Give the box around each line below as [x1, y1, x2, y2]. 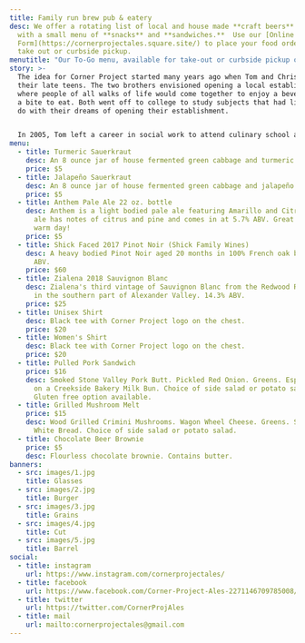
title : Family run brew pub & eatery [9, 13, 152, 23]
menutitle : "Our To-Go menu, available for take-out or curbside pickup [9, 55, 290, 64]
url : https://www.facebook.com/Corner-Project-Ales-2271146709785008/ [25, 587, 299, 596]
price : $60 [25, 265, 67, 275]
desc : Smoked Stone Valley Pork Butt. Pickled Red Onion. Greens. [25, 375, 282, 384]
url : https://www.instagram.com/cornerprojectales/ [25, 569, 225, 579]
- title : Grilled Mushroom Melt [17, 401, 141, 410]
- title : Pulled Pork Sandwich [17, 359, 136, 368]
